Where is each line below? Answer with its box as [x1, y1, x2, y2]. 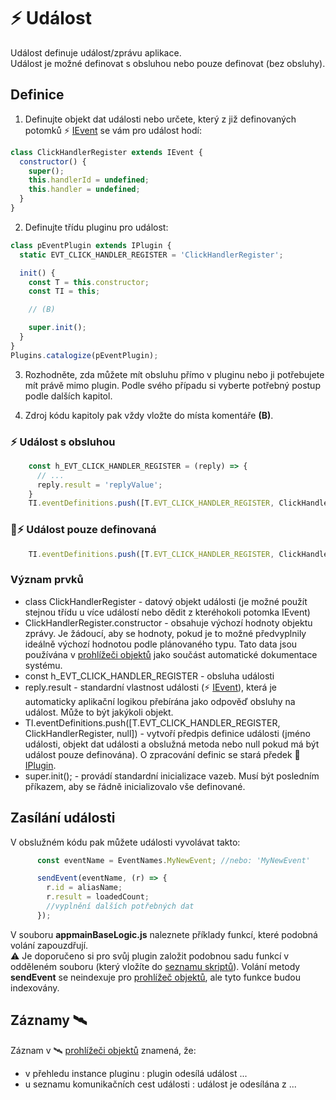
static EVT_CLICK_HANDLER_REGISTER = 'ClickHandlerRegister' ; [19, 250, 284, 260]
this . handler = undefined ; [28, 185, 141, 195]
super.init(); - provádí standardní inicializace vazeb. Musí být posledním [24, 770, 320, 782]
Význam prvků [10, 573, 84, 587]
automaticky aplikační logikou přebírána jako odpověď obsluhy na [24, 695, 296, 707]
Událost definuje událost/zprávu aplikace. [10, 46, 182, 59]
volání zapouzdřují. [10, 939, 89, 951]
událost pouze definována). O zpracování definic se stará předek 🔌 [24, 748, 301, 760]
